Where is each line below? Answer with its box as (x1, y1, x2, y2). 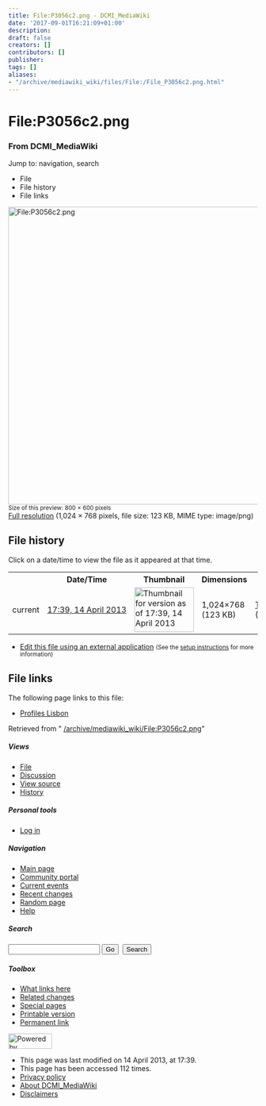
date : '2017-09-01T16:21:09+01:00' (8, 19, 126, 27)
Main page (19, 863, 55, 873)
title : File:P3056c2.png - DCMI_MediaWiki (8, 11, 150, 20)
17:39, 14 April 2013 (47, 604, 127, 615)
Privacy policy (19, 1073, 66, 1082)
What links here (19, 984, 71, 993)
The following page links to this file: (8, 692, 124, 703)
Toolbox (8, 964, 36, 973)
